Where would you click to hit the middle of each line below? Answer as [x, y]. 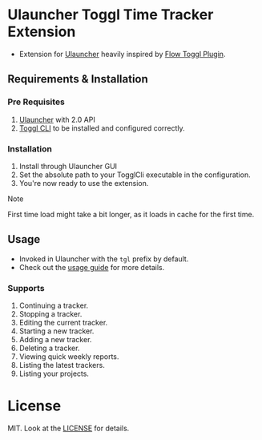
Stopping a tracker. [50, 314]
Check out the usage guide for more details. [92, 267]
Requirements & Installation [78, 79]
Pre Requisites [36, 102]
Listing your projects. [54, 373]
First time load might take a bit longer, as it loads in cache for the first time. [131, 214]
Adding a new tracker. [55, 340]
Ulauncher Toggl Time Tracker [111, 15]
